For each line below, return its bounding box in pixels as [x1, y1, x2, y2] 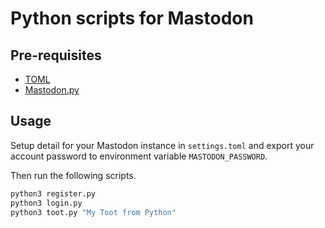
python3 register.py [10, 188, 97, 199]
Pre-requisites [10, 47, 102, 64]
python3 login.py [10, 198, 83, 208]
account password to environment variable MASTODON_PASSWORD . [10, 150, 268, 162]
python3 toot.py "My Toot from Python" [10, 207, 177, 217]
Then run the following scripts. [10, 169, 137, 181]
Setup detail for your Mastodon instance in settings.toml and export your [10, 139, 315, 151]
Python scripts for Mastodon [10, 7, 254, 30]
